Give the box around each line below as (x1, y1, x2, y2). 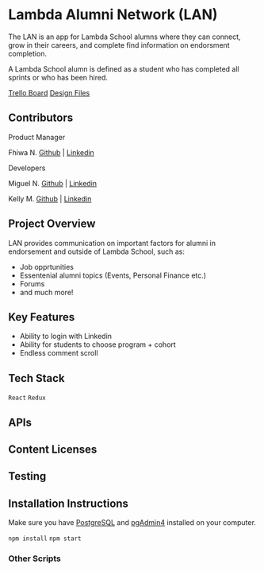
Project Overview (8, 217, 96, 231)
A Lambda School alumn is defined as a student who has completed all (8, 64, 239, 73)
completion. (8, 49, 48, 58)
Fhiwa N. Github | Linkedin (8, 147, 95, 157)
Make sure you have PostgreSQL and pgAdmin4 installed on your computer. (8, 518, 256, 527)
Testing (8, 469, 47, 483)
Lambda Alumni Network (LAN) (8, 6, 218, 24)
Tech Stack (8, 372, 65, 385)
